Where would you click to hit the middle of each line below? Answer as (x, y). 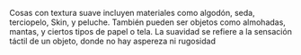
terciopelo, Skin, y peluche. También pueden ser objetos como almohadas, (147, 22)
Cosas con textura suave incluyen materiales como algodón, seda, (132, 13)
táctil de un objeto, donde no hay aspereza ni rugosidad (112, 41)
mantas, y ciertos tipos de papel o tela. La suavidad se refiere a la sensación (150, 31)
